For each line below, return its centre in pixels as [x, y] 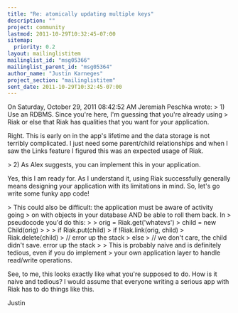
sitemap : [20, 41]
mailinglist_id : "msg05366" [49, 60]
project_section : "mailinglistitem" [61, 80]
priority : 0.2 [34, 47]
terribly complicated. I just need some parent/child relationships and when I [118, 144]
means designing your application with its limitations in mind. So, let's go [114, 186]
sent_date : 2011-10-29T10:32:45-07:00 [65, 87]
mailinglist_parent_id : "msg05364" [60, 67]
